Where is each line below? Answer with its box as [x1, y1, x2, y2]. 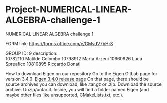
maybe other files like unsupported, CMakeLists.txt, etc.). [5, 92, 124, 98]
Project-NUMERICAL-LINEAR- [5, 4, 132, 15]
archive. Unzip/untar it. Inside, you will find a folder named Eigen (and [5, 86, 149, 92]
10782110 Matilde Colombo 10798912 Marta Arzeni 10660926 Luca [5, 55, 143, 61]
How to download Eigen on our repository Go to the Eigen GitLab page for [5, 70, 158, 76]
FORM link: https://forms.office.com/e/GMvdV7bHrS [5, 40, 113, 46]
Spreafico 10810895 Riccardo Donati [5, 61, 81, 67]
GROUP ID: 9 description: [5, 50, 58, 56]
